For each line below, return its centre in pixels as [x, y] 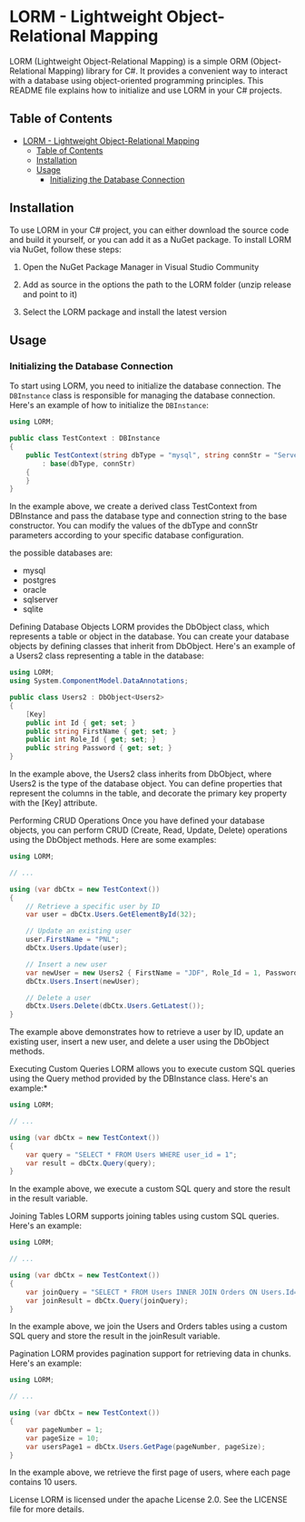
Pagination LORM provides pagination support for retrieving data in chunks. [151, 1354]
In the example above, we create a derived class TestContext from [133, 506]
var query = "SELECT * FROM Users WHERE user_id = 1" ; [132, 1155]
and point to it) [50, 294]
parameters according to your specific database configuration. [127, 536]
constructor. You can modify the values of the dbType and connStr [134, 526]
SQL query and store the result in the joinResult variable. [115, 1336]
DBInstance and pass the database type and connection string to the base [148, 516]
